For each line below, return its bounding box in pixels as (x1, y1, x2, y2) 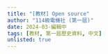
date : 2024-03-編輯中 (7, 23, 67, 30)
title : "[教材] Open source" (7, 10, 90, 18)
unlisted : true (7, 36, 52, 43)
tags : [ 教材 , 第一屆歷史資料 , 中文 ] (7, 29, 102, 37)
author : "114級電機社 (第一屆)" (7, 17, 94, 24)
